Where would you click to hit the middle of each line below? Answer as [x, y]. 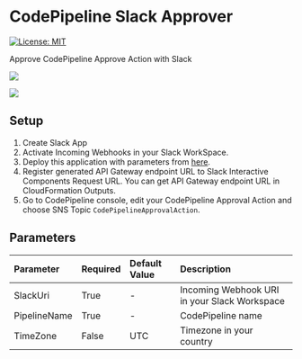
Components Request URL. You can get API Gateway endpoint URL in [151, 181]
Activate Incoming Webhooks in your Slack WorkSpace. [125, 152]
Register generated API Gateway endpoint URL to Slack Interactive [145, 171]
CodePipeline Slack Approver [121, 17]
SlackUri [32, 295]
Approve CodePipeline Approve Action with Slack [101, 58]
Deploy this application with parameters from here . [116, 162]
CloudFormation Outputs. [69, 190]
